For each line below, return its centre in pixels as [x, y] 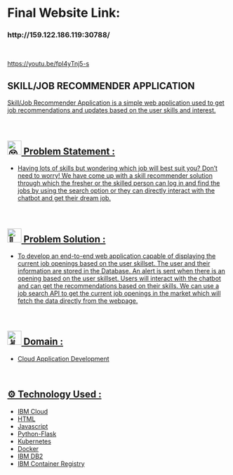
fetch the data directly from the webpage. [78, 301]
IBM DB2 [30, 456]
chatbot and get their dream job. [64, 198]
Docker [28, 448]
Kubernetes [34, 441]
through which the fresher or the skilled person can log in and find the [119, 183]
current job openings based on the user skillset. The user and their [114, 263]
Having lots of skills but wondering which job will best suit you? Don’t [117, 168]
